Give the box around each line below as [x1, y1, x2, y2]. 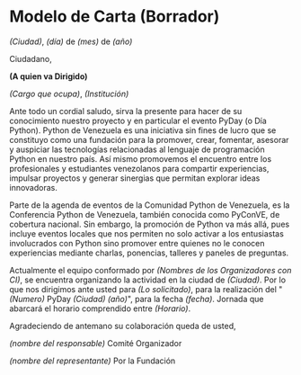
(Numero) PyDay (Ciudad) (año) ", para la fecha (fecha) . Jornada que [9, 293, 264, 304]
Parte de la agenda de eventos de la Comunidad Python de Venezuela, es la [9, 200, 290, 210]
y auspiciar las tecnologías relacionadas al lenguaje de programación [9, 144, 265, 155]
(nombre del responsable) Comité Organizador [9, 337, 182, 348]
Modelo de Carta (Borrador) [9, 6, 220, 27]
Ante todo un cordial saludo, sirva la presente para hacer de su [9, 105, 243, 116]
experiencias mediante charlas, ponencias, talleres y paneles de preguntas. [9, 247, 289, 258]
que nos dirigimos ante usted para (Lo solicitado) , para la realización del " [9, 283, 283, 294]
